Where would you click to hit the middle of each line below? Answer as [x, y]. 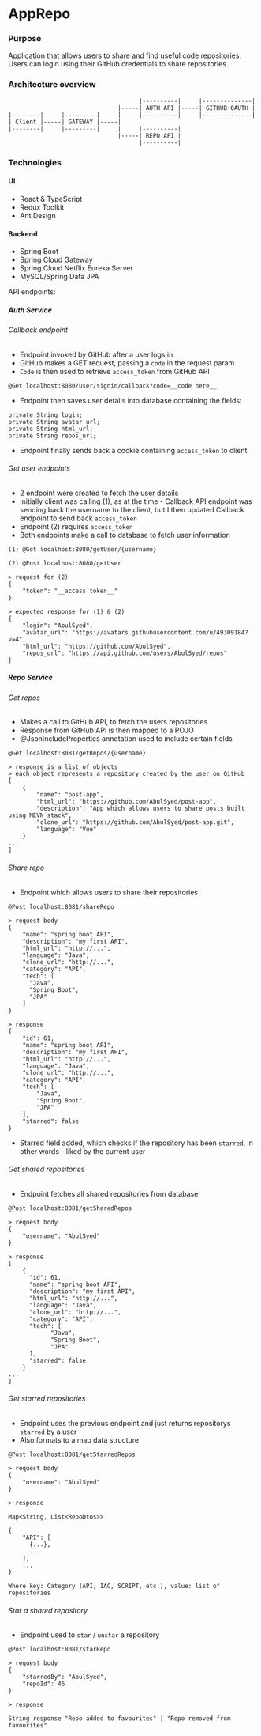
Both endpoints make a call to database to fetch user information [125, 535]
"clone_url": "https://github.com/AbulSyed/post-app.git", [136, 823]
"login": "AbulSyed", [58, 626]
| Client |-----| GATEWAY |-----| [65, 122]
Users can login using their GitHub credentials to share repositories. [118, 64]
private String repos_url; [52, 436]
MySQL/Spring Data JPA [60, 277]
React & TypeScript [51, 199]
